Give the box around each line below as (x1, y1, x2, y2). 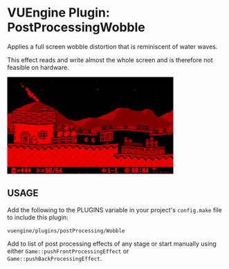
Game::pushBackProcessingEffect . (7, 254, 102, 262)
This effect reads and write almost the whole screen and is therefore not (7, 55, 213, 64)
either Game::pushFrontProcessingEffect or (7, 247, 129, 255)
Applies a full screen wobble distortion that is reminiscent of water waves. (7, 42, 218, 50)
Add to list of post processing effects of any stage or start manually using (7, 239, 217, 248)
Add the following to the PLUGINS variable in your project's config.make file (7, 205, 223, 214)
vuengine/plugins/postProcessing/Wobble (7, 227, 126, 234)
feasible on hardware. (7, 63, 69, 71)
